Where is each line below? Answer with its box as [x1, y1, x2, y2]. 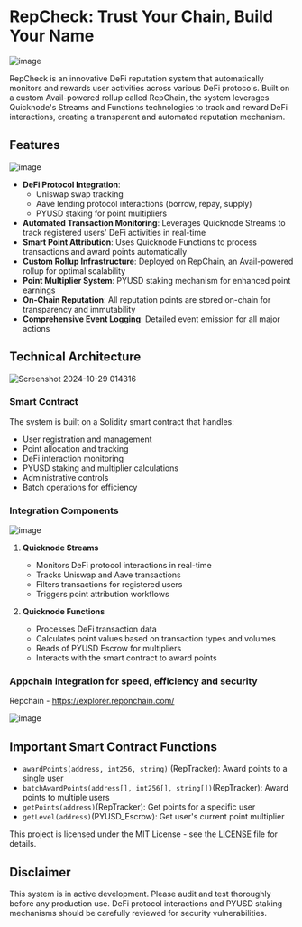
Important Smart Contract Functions [9, 739, 218, 754]
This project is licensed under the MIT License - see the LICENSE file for [9, 829, 278, 839]
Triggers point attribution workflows [35, 589, 169, 600]
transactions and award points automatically [22, 246, 188, 257]
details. [9, 838, 37, 849]
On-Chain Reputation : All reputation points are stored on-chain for [22, 294, 271, 304]
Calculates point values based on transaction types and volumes [35, 633, 277, 644]
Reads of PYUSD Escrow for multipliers [35, 643, 182, 654]
